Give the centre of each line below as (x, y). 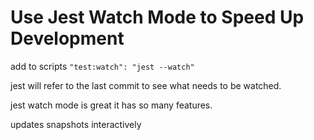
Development (67, 38)
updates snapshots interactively (76, 124)
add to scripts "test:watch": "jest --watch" (102, 66)
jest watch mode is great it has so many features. (111, 105)
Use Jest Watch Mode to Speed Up (157, 17)
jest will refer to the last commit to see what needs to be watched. (146, 85)
